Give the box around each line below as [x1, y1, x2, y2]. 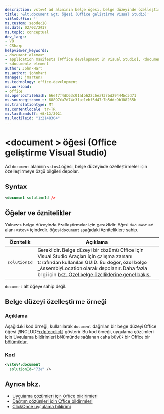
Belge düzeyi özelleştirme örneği [5, 298, 107, 306]
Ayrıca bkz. [5, 380, 41, 389]
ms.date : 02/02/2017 [5, 25, 47, 30]
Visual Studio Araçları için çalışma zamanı [37, 253, 133, 260]
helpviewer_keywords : [5, 48, 49, 53]
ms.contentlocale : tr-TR [5, 107, 56, 112]
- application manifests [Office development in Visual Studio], [5, 57, 141, 62]
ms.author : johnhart [5, 71, 47, 75]
